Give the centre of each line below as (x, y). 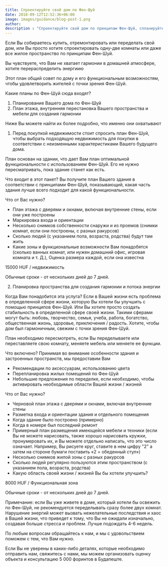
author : (13, 24)
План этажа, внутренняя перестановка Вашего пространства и (80, 108)
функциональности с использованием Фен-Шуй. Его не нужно (72, 164)
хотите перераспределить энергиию (44, 69)
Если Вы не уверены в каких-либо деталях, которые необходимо (75, 548)
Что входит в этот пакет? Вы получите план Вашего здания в (70, 179)
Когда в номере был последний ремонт (55, 425)
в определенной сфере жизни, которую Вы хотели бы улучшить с (75, 302)
